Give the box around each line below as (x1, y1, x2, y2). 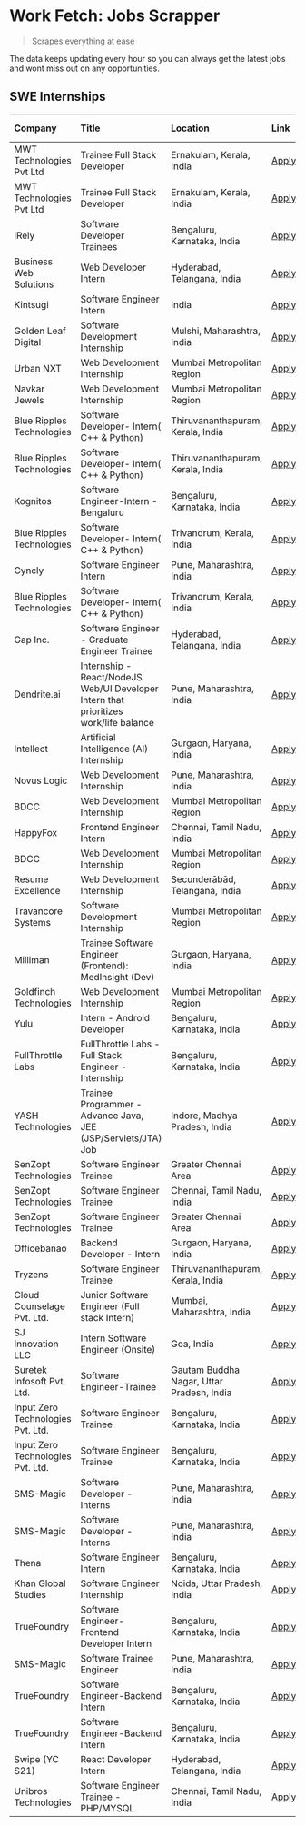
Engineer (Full (80, 1300, 140, 1313)
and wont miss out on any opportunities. (9, 63, 161, 74)
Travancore (14, 905, 64, 918)
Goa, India (171, 1337, 215, 1350)
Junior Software (80, 1288, 149, 1301)
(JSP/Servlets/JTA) (80, 1132, 162, 1145)
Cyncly (14, 564, 44, 577)
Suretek (14, 1364, 47, 1376)
